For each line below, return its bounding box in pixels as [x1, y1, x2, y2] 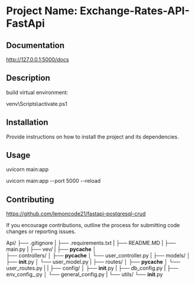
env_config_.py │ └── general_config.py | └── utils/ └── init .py [6, 271, 163, 278]
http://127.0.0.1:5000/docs [6, 56, 69, 63]
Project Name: [6, 4, 78, 18]
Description [6, 73, 50, 83]
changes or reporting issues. [6, 228, 76, 235]
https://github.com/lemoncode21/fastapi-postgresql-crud [6, 210, 146, 217]
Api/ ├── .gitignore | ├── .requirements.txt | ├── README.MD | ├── [6, 240, 176, 247]
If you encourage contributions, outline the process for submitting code [6, 222, 180, 229]
